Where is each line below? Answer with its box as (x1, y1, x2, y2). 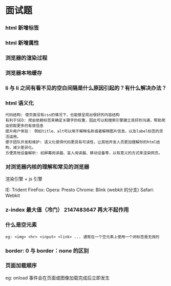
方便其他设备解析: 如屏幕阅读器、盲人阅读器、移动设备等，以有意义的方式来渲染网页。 (5, 151, 162, 156)
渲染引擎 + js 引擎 (5, 176, 42, 182)
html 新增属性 (5, 39, 39, 47)
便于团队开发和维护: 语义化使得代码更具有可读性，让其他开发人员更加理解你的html (5, 139, 157, 145)
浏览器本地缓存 (5, 69, 42, 76)
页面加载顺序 (5, 262, 37, 269)
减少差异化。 (12, 145, 36, 150)
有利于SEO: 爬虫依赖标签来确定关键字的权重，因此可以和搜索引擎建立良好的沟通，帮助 (5, 118, 162, 123)
